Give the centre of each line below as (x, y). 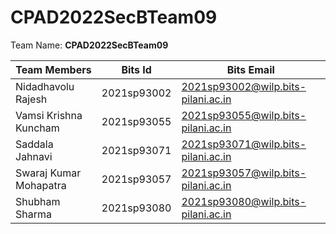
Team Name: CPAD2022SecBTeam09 (89, 45)
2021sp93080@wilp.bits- (244, 201)
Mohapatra (41, 185)
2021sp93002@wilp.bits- (244, 86)
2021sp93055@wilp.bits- (244, 115)
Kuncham (37, 128)
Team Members (53, 69)
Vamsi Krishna (49, 115)
